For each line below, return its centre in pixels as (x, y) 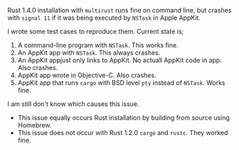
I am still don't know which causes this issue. (73, 104)
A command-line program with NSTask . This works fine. (98, 45)
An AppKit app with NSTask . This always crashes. (89, 53)
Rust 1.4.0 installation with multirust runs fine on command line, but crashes (119, 10)
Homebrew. (34, 125)
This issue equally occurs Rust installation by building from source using (123, 117)
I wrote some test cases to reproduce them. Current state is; (96, 31)
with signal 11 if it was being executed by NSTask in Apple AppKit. (104, 18)
